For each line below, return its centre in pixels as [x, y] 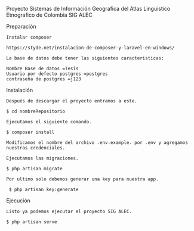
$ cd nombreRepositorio [36, 111]
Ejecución [19, 201]
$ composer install [30, 132]
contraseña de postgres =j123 [44, 79]
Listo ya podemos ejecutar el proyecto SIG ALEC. [69, 211]
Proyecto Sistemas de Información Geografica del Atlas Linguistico [88, 9]
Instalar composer [29, 38]
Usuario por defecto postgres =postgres [57, 74]
